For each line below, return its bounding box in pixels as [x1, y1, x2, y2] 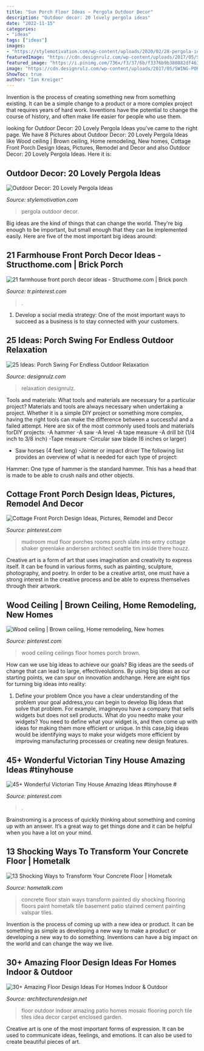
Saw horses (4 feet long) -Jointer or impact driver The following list [15, 446, 184, 454]
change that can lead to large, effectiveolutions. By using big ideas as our [6, 667, 190, 675]
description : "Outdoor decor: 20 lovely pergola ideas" [6, 15, 151, 21]
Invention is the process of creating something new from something [6, 94, 176, 101]
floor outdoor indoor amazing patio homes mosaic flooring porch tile [21, 1007, 192, 1014]
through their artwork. [6, 582, 61, 590]
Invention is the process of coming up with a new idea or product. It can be [6, 920, 194, 928]
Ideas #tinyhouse [6, 765, 74, 775]
